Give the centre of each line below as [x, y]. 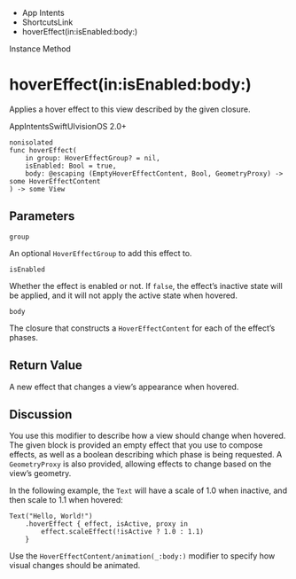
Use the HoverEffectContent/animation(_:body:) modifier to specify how [142, 556]
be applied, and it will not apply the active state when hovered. [123, 295]
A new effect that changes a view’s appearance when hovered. [124, 387]
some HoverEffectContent [55, 181]
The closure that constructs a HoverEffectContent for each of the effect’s [142, 328]
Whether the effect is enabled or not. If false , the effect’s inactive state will [146, 286]
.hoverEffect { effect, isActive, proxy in [107, 524]
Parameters [42, 216]
